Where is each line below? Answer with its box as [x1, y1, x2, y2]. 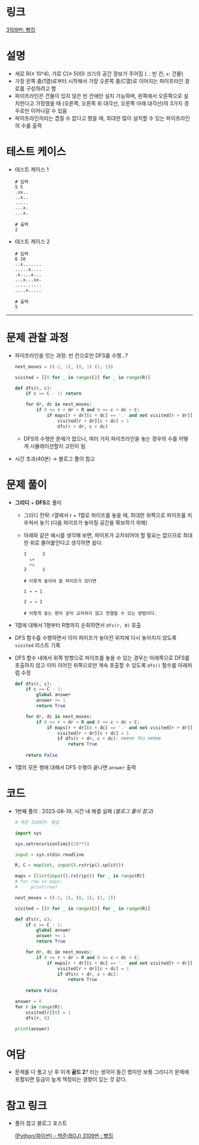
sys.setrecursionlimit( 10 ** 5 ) [14, 841, 90, 847]
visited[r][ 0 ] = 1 [25, 1010, 71, 1015]
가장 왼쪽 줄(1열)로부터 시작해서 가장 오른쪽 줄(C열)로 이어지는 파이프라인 [14, 77, 184, 84]
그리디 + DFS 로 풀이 [14, 499, 62, 506]
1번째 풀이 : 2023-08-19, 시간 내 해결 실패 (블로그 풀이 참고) [14, 808, 154, 815]
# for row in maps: [14, 879, 63, 885]
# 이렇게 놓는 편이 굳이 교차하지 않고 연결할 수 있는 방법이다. [23, 610, 157, 616]
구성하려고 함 [25, 84, 56, 92]
